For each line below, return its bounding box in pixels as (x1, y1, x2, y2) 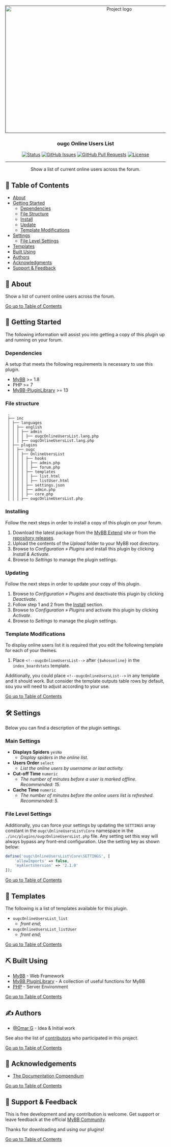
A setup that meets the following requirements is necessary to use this (5, 361, 153, 367)
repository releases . (12, 535, 55, 541)
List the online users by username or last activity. (20, 765, 124, 771)
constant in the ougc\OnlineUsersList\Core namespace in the (5, 828, 134, 834)
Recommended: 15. (20, 782, 61, 788)
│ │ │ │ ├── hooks (7, 456, 47, 461)
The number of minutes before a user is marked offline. (20, 776, 137, 782)
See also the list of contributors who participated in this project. (5, 1035, 139, 1041)
